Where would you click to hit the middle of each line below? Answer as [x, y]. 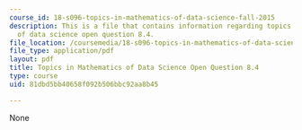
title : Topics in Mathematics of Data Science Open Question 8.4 [134, 68]
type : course [34, 76]
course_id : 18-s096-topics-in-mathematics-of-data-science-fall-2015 [142, 17]
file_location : [38, 43]
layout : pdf [31, 59]
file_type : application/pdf [62, 51]
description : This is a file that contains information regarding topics [151, 26]
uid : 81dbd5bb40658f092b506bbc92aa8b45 [84, 84]
